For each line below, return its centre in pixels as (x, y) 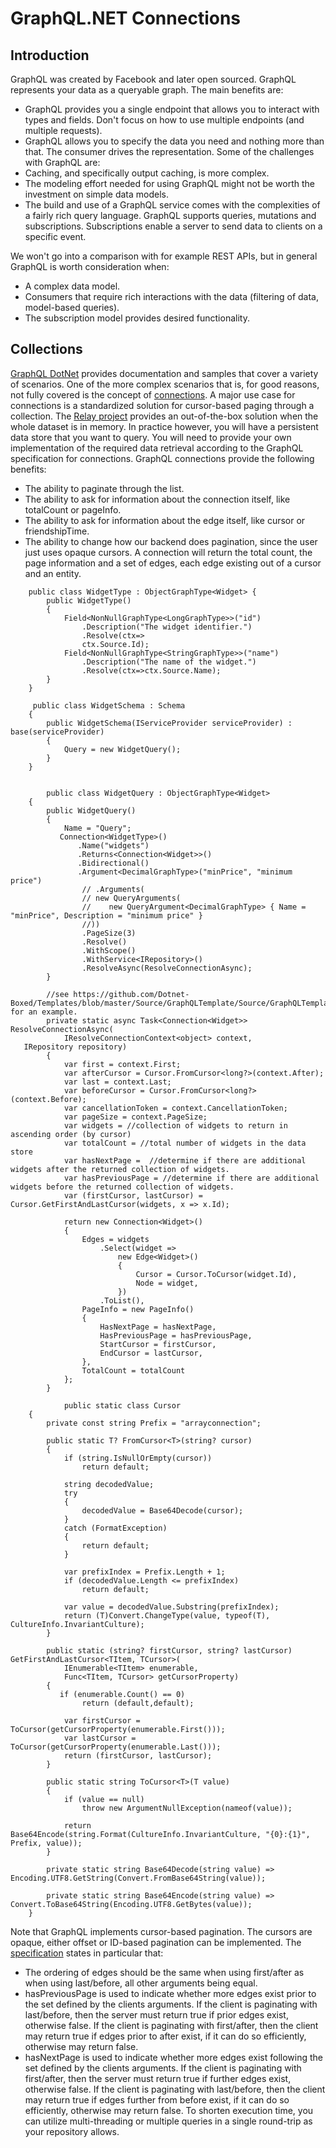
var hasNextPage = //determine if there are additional (185, 1160)
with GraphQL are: (62, 162)
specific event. (55, 236)
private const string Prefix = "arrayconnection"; (154, 1423)
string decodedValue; (109, 1484)
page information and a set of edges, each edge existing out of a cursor (173, 563)
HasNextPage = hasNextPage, (158, 1327)
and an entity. (53, 573)
